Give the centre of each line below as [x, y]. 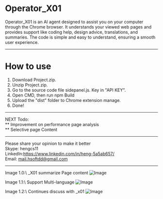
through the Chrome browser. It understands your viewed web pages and [78, 27]
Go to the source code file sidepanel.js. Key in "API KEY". [69, 90]
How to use [28, 66]
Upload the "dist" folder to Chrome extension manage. [66, 100]
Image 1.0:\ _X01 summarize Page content [47, 172]
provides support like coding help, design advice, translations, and [72, 32]
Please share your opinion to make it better [48, 143]
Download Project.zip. [34, 80]
